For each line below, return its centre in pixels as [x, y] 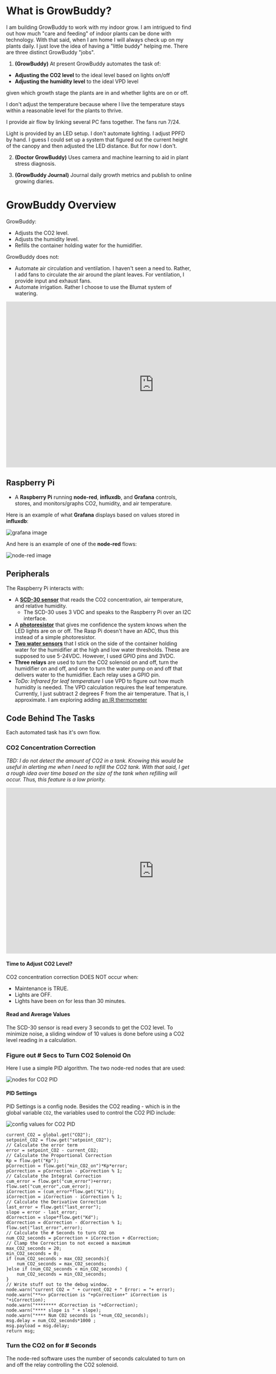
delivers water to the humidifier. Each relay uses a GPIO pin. [87, 675]
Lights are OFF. [33, 994]
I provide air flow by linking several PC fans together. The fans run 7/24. [93, 121]
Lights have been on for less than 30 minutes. [70, 1001]
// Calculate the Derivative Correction [57, 1202]
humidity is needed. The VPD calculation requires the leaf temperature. [101, 687]
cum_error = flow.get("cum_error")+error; [59, 1181]
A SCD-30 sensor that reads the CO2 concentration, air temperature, [99, 599]
